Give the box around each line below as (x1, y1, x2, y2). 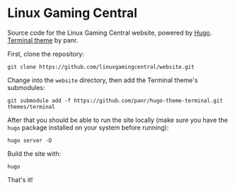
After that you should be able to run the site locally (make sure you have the (7, 116, 229, 124)
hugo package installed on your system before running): (7, 123, 169, 132)
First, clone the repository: (7, 50, 85, 58)
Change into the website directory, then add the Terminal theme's (7, 76, 198, 84)
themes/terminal (7, 103, 55, 111)
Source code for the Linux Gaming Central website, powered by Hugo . (7, 28, 212, 37)
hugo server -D (7, 137, 52, 144)
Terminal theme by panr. (7, 35, 79, 44)
